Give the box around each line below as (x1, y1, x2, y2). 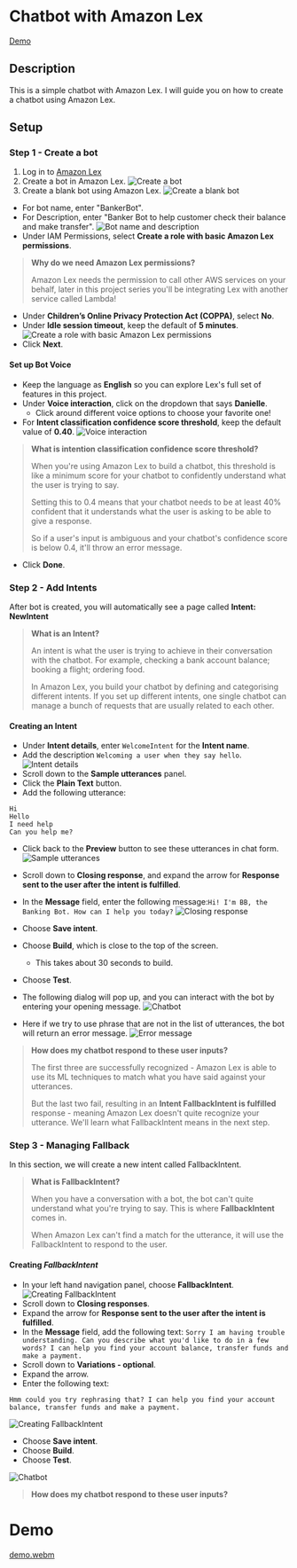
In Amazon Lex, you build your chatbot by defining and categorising (30, 681, 279, 692)
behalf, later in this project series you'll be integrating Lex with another (30, 284, 288, 294)
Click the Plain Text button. (21, 778, 122, 788)
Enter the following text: (21, 1377, 109, 1389)
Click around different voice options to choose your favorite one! (35, 407, 272, 418)
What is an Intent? (30, 628, 100, 639)
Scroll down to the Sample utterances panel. (21, 769, 187, 780)
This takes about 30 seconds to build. (35, 958, 174, 968)
